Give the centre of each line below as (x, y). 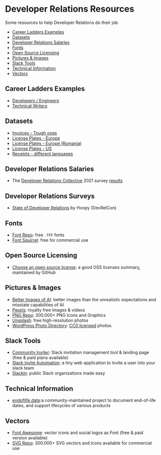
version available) (30, 438)
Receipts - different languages (42, 154)
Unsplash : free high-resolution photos (50, 320)
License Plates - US (32, 148)
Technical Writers (30, 105)
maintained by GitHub (34, 272)
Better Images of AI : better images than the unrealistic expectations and (84, 299)
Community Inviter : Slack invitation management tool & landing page (80, 352)
